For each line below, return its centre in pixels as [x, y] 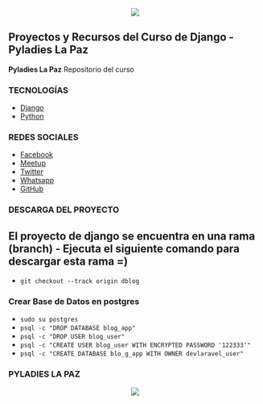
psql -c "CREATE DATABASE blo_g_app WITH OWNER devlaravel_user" [131, 354]
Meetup [33, 163]
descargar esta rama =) [68, 261]
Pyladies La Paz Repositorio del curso [71, 69]
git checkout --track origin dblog [80, 281]
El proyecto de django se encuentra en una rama [132, 236]
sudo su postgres [49, 320]
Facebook [37, 155]
